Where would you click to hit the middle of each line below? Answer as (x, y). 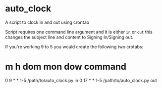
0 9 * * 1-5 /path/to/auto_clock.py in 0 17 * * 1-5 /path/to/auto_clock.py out (81, 80)
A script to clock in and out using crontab (47, 22)
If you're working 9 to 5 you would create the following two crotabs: (74, 46)
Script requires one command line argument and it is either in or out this (79, 32)
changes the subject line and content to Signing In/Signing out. (69, 37)
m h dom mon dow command (66, 67)
